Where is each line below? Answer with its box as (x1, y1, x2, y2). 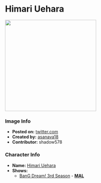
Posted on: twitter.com (12, 129, 58, 135)
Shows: (12, 167, 28, 173)
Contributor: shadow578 (12, 139, 62, 145)
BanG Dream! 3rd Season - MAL (19, 173, 84, 179)
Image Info (5, 118, 31, 125)
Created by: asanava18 (12, 134, 59, 140)
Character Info (5, 151, 40, 158)
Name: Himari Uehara (12, 162, 56, 168)
